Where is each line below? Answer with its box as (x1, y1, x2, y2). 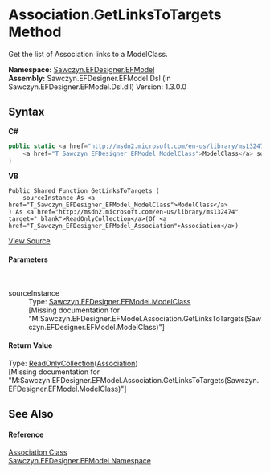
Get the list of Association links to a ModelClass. (8, 49, 169, 59)
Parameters (8, 255, 48, 264)
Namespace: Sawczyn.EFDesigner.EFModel (8, 64, 155, 74)
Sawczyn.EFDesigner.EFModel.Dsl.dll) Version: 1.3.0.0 (8, 82, 187, 92)
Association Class (8, 447, 67, 457)
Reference (8, 430, 44, 439)
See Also (8, 407, 54, 421)
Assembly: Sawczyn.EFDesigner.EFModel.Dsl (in (8, 73, 171, 83)
